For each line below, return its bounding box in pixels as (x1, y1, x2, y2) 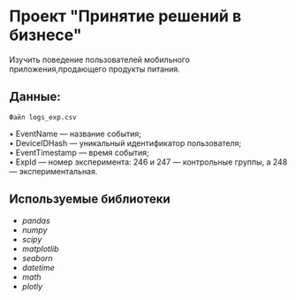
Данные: (9, 89, 61, 104)
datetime (21, 262, 55, 273)
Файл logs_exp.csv (9, 112, 77, 121)
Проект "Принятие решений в (9, 6, 242, 27)
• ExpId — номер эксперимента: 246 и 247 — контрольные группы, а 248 (9, 157, 288, 167)
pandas (21, 215, 50, 226)
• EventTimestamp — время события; (9, 147, 149, 158)
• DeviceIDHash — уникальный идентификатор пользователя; (9, 137, 242, 148)
